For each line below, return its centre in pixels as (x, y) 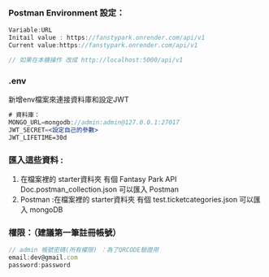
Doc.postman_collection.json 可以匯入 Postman (99, 189)
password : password (39, 265)
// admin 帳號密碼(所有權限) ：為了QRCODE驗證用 (84, 250)
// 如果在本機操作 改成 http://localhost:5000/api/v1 (96, 60)
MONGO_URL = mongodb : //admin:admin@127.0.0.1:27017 (94, 122)
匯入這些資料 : (36, 160)
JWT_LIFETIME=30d (38, 137)
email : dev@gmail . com (43, 258)
